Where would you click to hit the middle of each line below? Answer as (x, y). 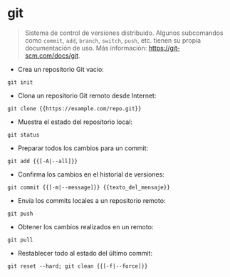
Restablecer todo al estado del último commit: (85, 253)
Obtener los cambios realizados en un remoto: (85, 226)
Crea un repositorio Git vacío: (61, 69)
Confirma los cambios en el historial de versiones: (91, 174)
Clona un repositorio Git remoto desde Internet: (87, 95)
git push (20, 214)
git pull (20, 240)
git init (20, 82)
